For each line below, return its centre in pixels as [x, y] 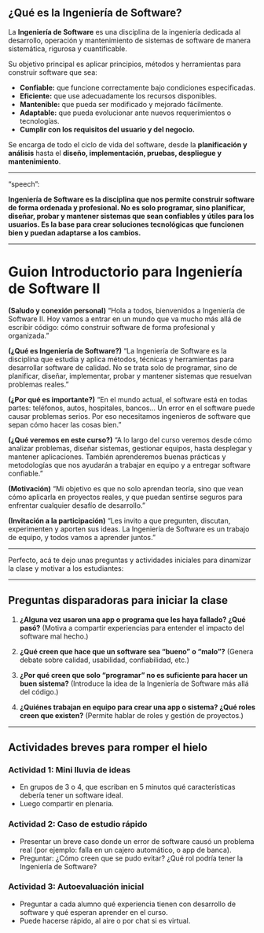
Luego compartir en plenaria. [66, 804]
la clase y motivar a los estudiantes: [66, 568]
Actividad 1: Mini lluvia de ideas [70, 769]
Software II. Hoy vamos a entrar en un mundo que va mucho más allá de [125, 319]
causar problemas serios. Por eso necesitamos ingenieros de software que [130, 416]
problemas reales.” [38, 384]
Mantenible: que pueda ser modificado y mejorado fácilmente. [121, 104]
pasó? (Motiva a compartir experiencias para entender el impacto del [132, 628]
